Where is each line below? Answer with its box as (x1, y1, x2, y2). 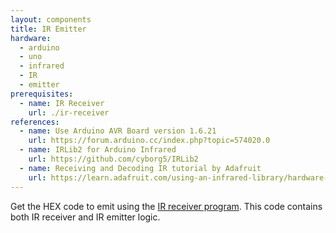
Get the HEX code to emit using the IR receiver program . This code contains (10, 200, 323, 212)
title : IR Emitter (10, 24, 87, 34)
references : (10, 117, 60, 127)
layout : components (10, 14, 92, 25)
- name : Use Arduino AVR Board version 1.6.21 (19, 126, 217, 136)
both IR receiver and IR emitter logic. (10, 211, 161, 223)
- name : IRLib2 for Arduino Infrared (19, 145, 177, 155)
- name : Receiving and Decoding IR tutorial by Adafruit (19, 163, 262, 173)
